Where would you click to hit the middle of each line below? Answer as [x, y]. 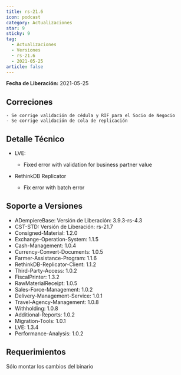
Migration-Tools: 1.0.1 [40, 321]
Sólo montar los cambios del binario [50, 366]
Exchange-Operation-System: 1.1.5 [57, 239]
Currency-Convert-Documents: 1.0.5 [59, 251]
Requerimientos [36, 352]
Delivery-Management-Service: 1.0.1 [59, 296]
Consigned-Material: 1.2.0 [46, 233]
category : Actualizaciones [39, 22]
